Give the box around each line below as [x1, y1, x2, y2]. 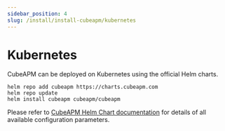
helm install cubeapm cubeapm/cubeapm [7, 96, 121, 103]
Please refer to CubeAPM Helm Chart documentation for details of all [7, 108, 207, 116]
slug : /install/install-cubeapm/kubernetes [7, 17, 137, 24]
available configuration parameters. [7, 116, 110, 124]
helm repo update [7, 90, 58, 97]
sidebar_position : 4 [7, 10, 68, 18]
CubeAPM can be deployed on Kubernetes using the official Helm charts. [7, 70, 219, 78]
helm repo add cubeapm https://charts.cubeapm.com [7, 83, 158, 91]
